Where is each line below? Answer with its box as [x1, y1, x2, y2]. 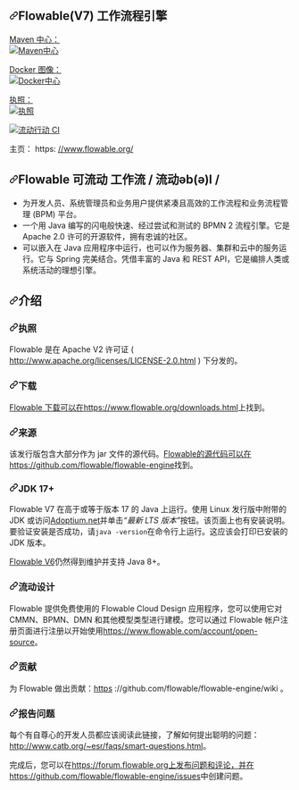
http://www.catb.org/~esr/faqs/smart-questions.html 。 [9, 741, 212, 752]
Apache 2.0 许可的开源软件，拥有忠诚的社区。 [21, 231, 193, 241]
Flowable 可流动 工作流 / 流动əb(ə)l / [18, 172, 220, 188]
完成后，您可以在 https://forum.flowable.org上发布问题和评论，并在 [9, 760, 254, 770]
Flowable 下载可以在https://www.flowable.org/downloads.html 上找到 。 [9, 401, 270, 413]
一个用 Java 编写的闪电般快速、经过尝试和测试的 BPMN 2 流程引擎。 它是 [21, 220, 290, 231]
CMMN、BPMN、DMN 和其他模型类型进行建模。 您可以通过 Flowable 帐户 [9, 614, 281, 625]
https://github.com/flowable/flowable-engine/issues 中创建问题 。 [9, 771, 248, 782]
